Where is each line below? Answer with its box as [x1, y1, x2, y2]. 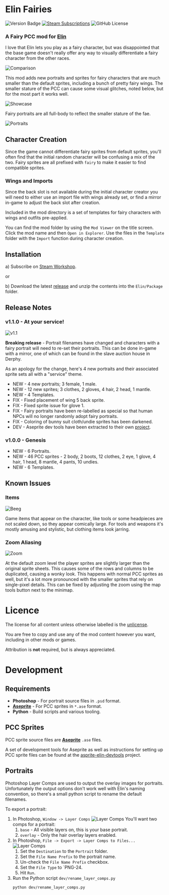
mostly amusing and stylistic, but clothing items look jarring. [5, 526, 130, 532]
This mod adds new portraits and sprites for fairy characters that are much [5, 75, 160, 81]
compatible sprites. [5, 165, 45, 171]
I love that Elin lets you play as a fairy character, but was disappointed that [5, 45, 160, 51]
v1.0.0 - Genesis [5, 437, 46, 444]
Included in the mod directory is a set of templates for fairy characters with [5, 209, 161, 216]
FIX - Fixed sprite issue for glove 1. [12, 402, 85, 408]
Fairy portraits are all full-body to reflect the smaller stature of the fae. [5, 110, 151, 117]
